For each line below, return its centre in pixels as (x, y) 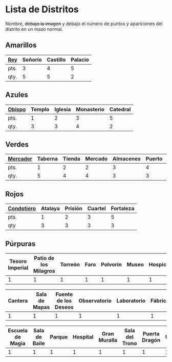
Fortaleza (123, 209)
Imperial (18, 268)
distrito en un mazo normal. (34, 29)
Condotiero (22, 209)
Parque (59, 337)
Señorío (32, 59)
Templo (40, 109)
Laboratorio (131, 301)
